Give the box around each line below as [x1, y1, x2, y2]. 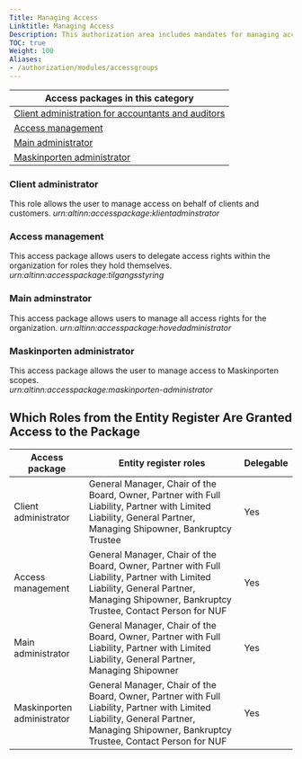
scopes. [9, 375, 39, 386]
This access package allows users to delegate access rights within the [9, 251, 271, 262]
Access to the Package [9, 424, 141, 440]
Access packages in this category [44, 92, 195, 104]
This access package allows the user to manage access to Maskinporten [9, 365, 279, 376]
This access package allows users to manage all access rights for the [9, 312, 267, 324]
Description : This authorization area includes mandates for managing [9, 30, 280, 39]
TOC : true [9, 38, 47, 48]
